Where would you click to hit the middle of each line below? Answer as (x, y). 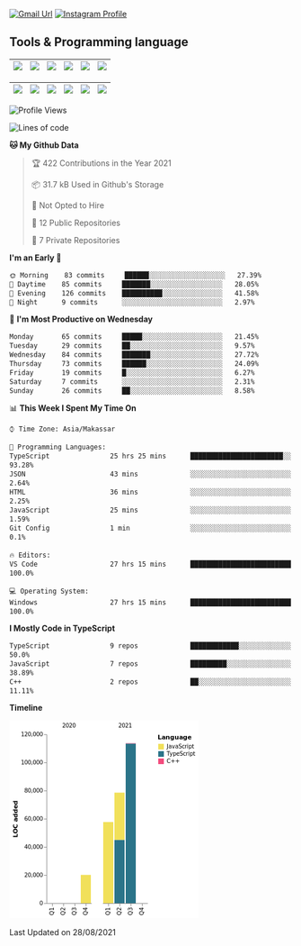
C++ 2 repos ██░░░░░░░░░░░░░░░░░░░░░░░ (150, 682)
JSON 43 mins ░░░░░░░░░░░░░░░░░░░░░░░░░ (150, 474)
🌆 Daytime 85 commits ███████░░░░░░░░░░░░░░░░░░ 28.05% (134, 284)
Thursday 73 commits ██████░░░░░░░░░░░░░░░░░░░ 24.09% (134, 364)
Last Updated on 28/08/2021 (63, 932)
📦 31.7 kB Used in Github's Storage (97, 184)
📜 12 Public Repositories (76, 223)
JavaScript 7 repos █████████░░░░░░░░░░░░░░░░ (150, 664)
